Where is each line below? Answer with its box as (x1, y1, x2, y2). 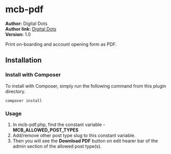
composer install (5, 98, 42, 103)
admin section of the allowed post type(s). (12, 143, 102, 149)
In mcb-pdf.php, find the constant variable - (12, 121, 106, 127)
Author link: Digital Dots (5, 25, 57, 32)
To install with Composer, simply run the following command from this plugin (5, 83, 166, 89)
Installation (5, 56, 42, 65)
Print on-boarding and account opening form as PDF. (5, 41, 117, 47)
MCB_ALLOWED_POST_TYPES (12, 126, 79, 133)
